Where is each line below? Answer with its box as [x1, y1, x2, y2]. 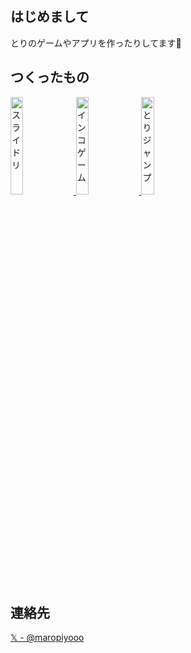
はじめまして [10, 8, 90, 26]
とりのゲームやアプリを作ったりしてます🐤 [10, 37, 182, 49]
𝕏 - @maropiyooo [10, 632, 85, 644]
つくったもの [10, 69, 90, 86]
